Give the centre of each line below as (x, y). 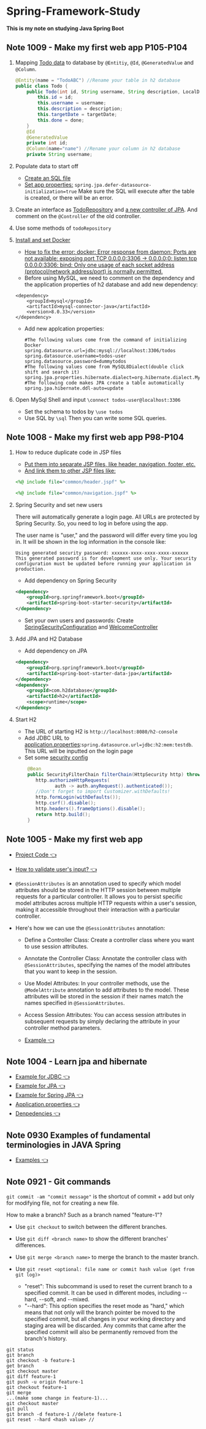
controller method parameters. (63, 1028)
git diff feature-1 (31, 1376)
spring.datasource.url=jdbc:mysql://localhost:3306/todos (100, 351)
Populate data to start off (47, 166)
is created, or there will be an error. (69, 198)
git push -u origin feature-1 (45, 1382)
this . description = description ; (80, 109)
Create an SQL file (48, 178)
